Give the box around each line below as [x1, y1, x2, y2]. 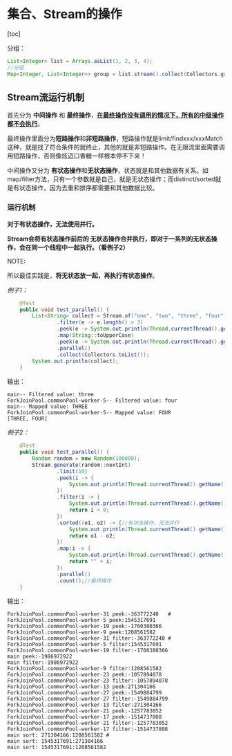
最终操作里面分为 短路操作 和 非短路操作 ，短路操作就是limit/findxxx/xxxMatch [7, 134, 223, 142]
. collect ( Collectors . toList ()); [56, 351, 150, 358]
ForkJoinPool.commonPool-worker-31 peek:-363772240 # [7, 611, 171, 618]
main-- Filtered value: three [7, 391, 95, 398]
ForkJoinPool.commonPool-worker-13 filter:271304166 [7, 701, 162, 709]
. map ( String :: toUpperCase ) [56, 332, 135, 339]
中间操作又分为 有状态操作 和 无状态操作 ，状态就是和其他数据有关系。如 [7, 167, 209, 175]
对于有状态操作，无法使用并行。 [7, 219, 98, 228]
